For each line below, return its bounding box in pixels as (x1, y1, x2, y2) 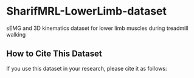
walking (6, 30, 26, 38)
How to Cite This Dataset (6, 49, 102, 59)
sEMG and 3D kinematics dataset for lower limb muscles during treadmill (6, 24, 189, 32)
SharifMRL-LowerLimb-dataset (6, 4, 167, 18)
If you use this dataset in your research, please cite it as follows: (6, 65, 167, 72)
